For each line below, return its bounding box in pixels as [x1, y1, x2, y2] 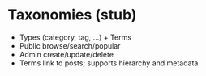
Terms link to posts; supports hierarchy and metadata [19, 58, 199, 68]
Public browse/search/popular [19, 40, 121, 50]
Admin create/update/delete [19, 49, 114, 59]
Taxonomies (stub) [7, 6, 137, 24]
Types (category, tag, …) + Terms [19, 32, 131, 42]
